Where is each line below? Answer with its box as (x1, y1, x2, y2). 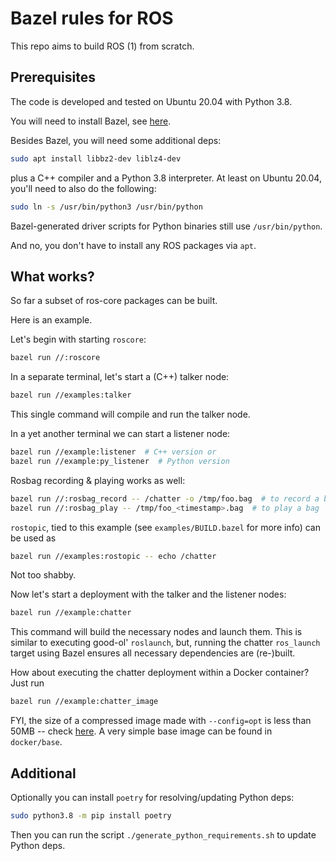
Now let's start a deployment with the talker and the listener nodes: (10, 588, 287, 601)
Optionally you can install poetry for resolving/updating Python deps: (10, 792, 295, 803)
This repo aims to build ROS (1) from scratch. (10, 40, 195, 52)
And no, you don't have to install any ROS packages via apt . (10, 239, 257, 251)
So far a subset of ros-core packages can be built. (10, 295, 218, 307)
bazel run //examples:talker (10, 390, 132, 401)
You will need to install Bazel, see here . (10, 115, 172, 127)
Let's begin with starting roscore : (10, 333, 147, 346)
